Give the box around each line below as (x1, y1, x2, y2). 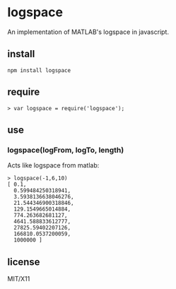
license (7, 256, 40, 268)
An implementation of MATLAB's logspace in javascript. (7, 28, 170, 36)
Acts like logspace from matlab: (7, 161, 100, 170)
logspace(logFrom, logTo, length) (7, 145, 124, 155)
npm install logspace (7, 66, 71, 74)
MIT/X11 (7, 275, 30, 283)
